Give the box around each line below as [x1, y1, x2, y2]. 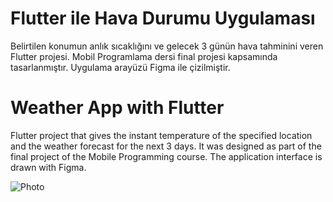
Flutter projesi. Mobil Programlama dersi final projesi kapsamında [10, 50, 278, 62]
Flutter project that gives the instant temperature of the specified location [10, 129, 313, 141]
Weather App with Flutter [10, 97, 225, 119]
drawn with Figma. [10, 161, 87, 173]
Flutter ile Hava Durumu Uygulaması [10, 7, 316, 30]
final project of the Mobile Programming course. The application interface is [10, 150, 323, 162]
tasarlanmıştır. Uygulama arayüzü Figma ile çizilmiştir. [10, 61, 231, 73]
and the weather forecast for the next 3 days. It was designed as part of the [10, 140, 322, 152]
